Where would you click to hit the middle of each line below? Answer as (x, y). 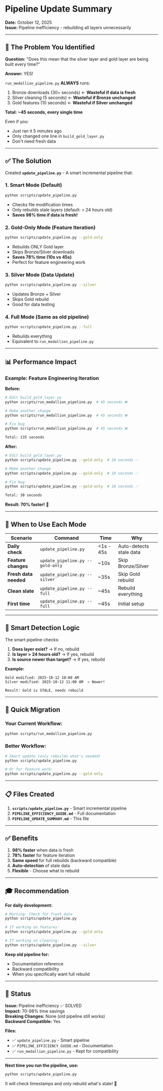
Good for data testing (33, 305)
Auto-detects (134, 546)
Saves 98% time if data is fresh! (45, 215)
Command (66, 538)
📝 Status (18, 994)
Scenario (21, 538)
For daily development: (29, 905)
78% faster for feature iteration (43, 855)
